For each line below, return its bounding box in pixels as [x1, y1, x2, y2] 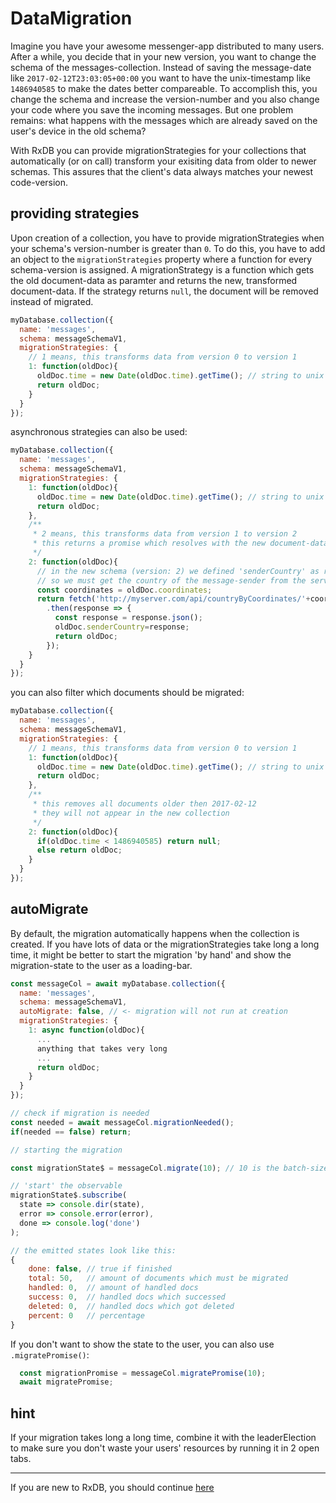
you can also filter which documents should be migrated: [10, 687, 245, 699]
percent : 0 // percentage [28, 1310, 145, 1321]
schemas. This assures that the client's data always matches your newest [10, 165, 314, 177]
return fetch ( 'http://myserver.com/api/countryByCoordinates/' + [36, 594, 311, 604]
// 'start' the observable [10, 1181, 123, 1191]
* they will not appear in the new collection [32, 808, 230, 818]
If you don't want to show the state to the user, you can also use [10, 1338, 275, 1350]
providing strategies [10, 205, 140, 222]
